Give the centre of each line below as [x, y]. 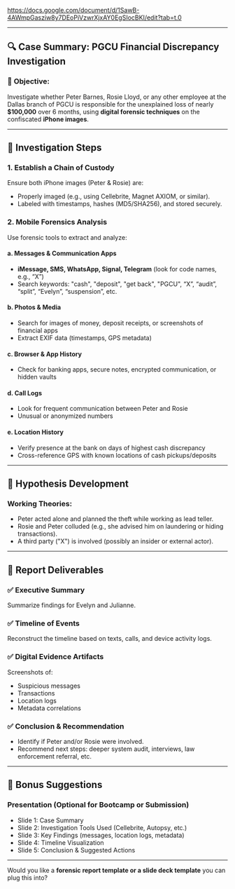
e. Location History [36, 432]
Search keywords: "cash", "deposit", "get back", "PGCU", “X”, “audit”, [117, 284]
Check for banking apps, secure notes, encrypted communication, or [117, 369]
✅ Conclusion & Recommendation [66, 726]
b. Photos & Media [34, 307]
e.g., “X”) [30, 276]
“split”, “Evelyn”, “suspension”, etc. [67, 291]
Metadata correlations [49, 708]
